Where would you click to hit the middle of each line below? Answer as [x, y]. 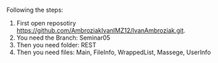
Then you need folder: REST [56, 45]
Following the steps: [35, 10]
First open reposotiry [46, 23]
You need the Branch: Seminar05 [63, 38]
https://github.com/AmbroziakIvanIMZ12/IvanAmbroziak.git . [101, 30]
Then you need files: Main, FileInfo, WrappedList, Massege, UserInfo [113, 52]
